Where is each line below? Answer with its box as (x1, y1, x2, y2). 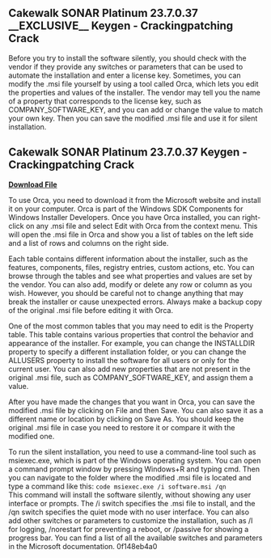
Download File (8, 180, 58, 189)
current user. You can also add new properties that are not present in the (8, 364, 251, 374)
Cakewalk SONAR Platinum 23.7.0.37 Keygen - (8, 146, 248, 159)
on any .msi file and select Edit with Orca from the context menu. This (25, 221, 258, 230)
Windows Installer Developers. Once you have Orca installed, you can (8, 212, 241, 222)
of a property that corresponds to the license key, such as (8, 96, 202, 106)
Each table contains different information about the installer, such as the (8, 254, 248, 264)
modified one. (8, 431, 55, 441)
